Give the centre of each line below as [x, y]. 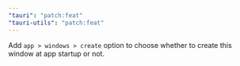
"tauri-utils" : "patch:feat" [56, 23]
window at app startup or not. [57, 53]
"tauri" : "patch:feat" [46, 15]
